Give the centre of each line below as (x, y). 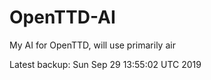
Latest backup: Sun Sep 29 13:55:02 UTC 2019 (105, 64)
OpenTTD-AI (62, 17)
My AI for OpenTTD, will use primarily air (92, 45)
